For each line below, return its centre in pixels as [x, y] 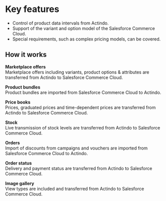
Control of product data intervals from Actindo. [60, 23]
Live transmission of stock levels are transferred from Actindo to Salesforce [83, 127]
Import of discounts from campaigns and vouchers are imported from [77, 148]
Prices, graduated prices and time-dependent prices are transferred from [81, 107]
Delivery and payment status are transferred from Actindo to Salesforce [79, 168]
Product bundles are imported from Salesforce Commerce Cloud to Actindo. [83, 92]
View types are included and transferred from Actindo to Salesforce [75, 188]
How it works [26, 55]
